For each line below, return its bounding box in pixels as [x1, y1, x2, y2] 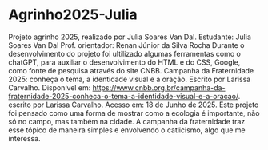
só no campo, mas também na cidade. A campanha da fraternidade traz [8, 116, 246, 126]
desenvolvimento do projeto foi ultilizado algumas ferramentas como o [8, 49, 242, 58]
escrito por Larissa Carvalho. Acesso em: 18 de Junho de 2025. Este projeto [8, 100, 259, 109]
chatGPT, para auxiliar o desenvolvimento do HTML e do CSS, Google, [8, 57, 241, 67]
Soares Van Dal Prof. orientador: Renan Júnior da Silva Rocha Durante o [8, 40, 245, 49]
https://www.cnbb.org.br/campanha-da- [92, 82, 226, 93]
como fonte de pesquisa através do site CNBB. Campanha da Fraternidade [8, 65, 254, 75]
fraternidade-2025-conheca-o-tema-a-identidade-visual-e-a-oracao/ [8, 91, 238, 101]
